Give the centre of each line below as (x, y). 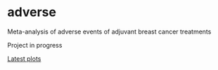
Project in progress (35, 45)
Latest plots (24, 58)
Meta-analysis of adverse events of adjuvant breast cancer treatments (109, 31)
